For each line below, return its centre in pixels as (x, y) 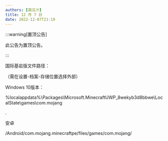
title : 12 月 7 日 (24, 15)
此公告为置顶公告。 (25, 45)
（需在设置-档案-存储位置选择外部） (43, 77)
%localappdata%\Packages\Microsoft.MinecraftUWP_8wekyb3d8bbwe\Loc (84, 97)
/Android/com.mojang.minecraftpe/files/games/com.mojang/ (69, 133)
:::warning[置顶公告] (26, 34)
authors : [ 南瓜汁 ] (24, 10)
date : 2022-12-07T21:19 (30, 19)
